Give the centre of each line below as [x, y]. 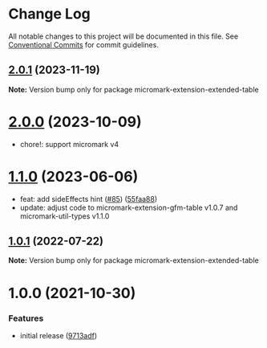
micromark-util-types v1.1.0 [65, 216]
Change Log [49, 14]
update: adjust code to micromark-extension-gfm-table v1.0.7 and [129, 207]
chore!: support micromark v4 [69, 144]
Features [26, 318]
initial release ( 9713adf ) [59, 335]
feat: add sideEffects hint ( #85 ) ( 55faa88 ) [89, 199]
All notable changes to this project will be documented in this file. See [123, 36]
